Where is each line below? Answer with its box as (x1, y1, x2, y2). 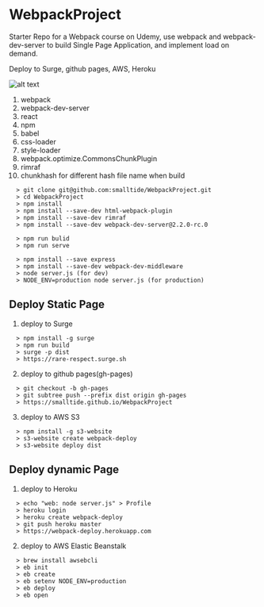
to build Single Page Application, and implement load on (47, 40, 230, 49)
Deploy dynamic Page (9, 463, 120, 477)
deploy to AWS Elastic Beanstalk (20, 541, 127, 551)
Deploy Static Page (9, 298, 105, 311)
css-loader (20, 136, 56, 146)
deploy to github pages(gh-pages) (20, 369, 133, 378)
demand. (9, 48, 38, 58)
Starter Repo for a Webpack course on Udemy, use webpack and (9, 32, 221, 41)
